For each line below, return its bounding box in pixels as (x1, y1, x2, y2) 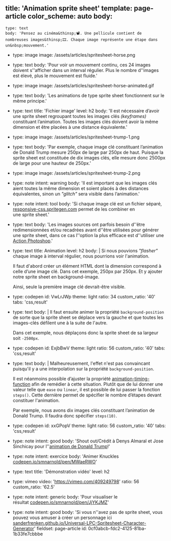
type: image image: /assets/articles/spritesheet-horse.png (12, 52, 135, 58)
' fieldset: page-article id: (34, 525, 87, 531)
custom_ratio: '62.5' (12, 484, 55, 490)
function (12, 381, 31, 387)
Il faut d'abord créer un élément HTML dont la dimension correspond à (12, 263, 162, 269)
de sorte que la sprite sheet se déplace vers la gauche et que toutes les (12, 314, 163, 320)
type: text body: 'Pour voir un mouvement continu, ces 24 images (12, 61, 151, 68)
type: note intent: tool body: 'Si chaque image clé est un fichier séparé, (12, 200, 162, 206)
